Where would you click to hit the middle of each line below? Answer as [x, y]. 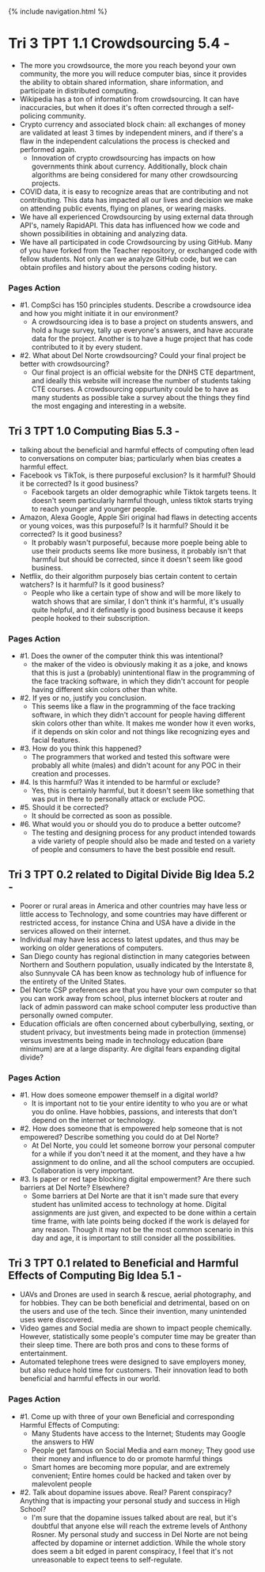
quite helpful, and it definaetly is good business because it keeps [137, 610]
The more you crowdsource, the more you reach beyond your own [128, 65]
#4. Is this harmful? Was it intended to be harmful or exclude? [120, 782]
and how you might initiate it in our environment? [99, 314]
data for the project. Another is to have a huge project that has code [142, 339]
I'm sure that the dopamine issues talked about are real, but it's [134, 1517]
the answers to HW [63, 1441]
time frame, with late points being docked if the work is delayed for [140, 1221]
